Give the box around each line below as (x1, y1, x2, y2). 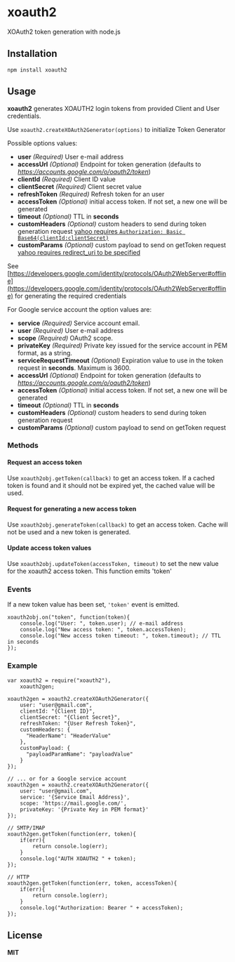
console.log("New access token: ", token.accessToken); (20, 626, 187, 633)
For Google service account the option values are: (7, 305, 152, 313)
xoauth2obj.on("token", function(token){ (7, 614, 130, 621)
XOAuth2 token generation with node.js (7, 27, 121, 36)
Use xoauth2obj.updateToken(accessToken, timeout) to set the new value (7, 560, 219, 568)
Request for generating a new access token (7, 505, 137, 513)
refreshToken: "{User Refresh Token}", (20, 720, 137, 727)
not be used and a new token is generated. (7, 527, 131, 536)
